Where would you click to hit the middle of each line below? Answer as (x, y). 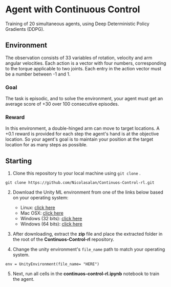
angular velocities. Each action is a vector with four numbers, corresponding (86, 63)
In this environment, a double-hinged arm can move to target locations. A (82, 128)
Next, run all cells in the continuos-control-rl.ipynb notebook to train (86, 274)
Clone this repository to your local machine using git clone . (77, 174)
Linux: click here (38, 208)
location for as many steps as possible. (47, 145)
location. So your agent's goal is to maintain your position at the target (79, 139)
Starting (19, 161)
